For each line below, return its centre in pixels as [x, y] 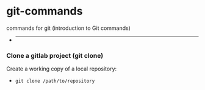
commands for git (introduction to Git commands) [69, 28]
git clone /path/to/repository [55, 81]
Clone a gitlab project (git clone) [55, 55]
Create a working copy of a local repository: [62, 69]
